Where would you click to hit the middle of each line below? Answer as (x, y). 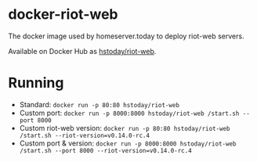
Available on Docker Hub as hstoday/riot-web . (82, 51)
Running (36, 83)
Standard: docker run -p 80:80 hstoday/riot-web (100, 104)
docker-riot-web (63, 14)
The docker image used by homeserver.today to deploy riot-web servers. (126, 36)
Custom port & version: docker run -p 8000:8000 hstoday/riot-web (128, 143)
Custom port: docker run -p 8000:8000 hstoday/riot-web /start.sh (129, 113)
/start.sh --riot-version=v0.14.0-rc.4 (85, 135)
